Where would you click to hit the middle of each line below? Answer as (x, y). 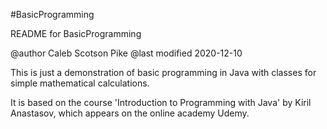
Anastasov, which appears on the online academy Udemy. (130, 113)
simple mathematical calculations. (80, 83)
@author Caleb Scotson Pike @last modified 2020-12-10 (126, 53)
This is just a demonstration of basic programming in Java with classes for (163, 72)
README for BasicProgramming (76, 33)
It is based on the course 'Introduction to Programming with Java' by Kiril (161, 102)
